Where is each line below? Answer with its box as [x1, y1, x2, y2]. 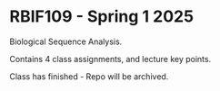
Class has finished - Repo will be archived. [9, 70, 169, 82]
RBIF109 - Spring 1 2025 [9, 6, 194, 27]
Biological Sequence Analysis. [9, 36, 123, 47]
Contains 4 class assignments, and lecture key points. [9, 53, 212, 64]
